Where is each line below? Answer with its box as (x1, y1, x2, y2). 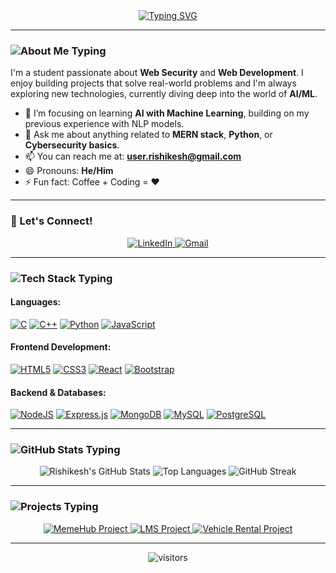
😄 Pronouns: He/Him (24, 165, 114, 177)
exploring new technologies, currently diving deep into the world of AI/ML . (10, 88, 318, 100)
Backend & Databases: (10, 386, 107, 398)
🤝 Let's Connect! (10, 214, 93, 228)
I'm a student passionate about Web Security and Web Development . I (10, 67, 304, 79)
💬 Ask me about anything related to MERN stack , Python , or (24, 129, 273, 141)
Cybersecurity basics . (24, 139, 120, 151)
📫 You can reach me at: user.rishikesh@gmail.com (24, 150, 242, 163)
